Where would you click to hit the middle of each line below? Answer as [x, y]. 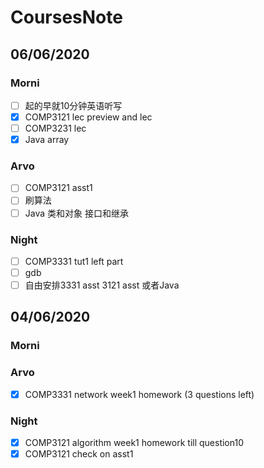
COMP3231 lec [55, 128]
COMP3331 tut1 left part [74, 261]
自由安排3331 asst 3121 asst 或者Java [102, 285]
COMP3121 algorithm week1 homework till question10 [134, 443]
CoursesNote [66, 17]
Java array [47, 140]
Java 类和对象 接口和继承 [76, 213]
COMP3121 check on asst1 [79, 454]
